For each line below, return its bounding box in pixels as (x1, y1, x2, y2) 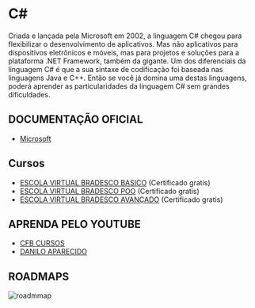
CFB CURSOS (19, 238, 65, 248)
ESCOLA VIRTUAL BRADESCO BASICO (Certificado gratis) (19, 177, 211, 187)
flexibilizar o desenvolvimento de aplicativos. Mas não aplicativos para (8, 39, 238, 48)
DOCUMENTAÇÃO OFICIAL (8, 112, 143, 127)
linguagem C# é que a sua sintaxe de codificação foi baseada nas (8, 64, 223, 74)
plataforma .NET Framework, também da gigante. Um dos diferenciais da (8, 56, 246, 66)
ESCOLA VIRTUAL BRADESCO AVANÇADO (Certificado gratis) (19, 195, 223, 204)
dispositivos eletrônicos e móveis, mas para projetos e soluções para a (8, 48, 240, 57)
